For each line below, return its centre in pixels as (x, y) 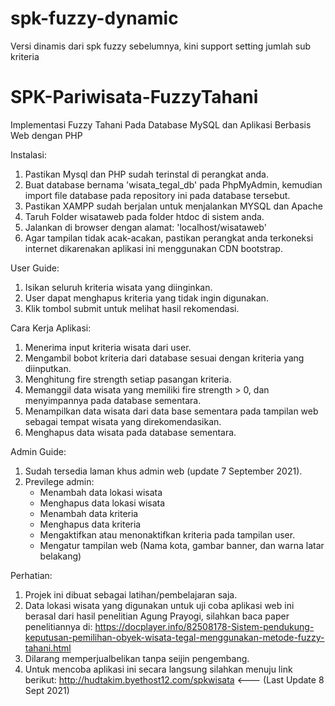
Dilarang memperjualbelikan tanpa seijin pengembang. (137, 658)
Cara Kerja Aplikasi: (51, 328)
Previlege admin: (59, 481)
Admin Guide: (38, 451)
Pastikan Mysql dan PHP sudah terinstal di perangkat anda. (146, 174)
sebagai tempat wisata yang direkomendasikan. (123, 421)
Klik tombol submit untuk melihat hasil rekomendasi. (132, 308)
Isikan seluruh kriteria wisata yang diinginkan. (118, 287)
